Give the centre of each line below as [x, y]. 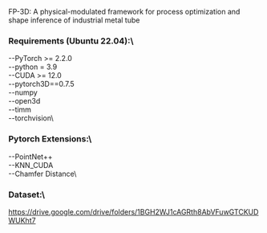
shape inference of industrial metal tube [74, 20]
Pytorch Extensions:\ [50, 139]
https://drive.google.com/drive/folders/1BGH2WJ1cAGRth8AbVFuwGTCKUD [133, 211]
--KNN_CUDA [31, 165]
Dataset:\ [27, 194]
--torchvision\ [31, 118]
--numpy [23, 92]
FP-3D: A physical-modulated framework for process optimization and [124, 12]
